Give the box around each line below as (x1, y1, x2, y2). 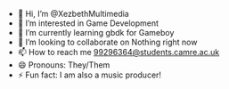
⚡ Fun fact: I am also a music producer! (17, 69, 162, 80)
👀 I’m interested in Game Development (17, 18, 159, 28)
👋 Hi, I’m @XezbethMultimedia (17, 9, 129, 19)
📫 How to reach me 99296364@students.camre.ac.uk (17, 47, 220, 57)
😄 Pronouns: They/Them (17, 60, 110, 70)
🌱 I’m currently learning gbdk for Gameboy (17, 28, 175, 37)
